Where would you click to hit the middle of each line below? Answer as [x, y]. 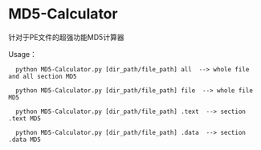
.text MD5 [25, 118]
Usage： [23, 54]
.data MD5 [25, 140]
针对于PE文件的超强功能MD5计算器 [66, 37]
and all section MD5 [43, 76]
